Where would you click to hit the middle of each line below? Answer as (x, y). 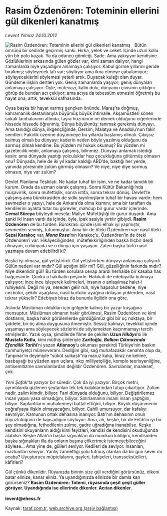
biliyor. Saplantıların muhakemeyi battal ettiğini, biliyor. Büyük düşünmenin (81, 403)
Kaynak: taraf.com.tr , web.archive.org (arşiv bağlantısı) (62, 508)
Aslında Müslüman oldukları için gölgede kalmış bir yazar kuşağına (73, 307)
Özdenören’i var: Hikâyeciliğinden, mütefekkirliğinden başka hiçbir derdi (79, 240)
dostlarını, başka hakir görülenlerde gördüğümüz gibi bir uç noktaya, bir (79, 318)
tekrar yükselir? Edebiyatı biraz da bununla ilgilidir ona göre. (67, 298)
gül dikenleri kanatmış (52, 21)
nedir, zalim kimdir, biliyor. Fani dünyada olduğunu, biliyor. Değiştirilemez (80, 393)
